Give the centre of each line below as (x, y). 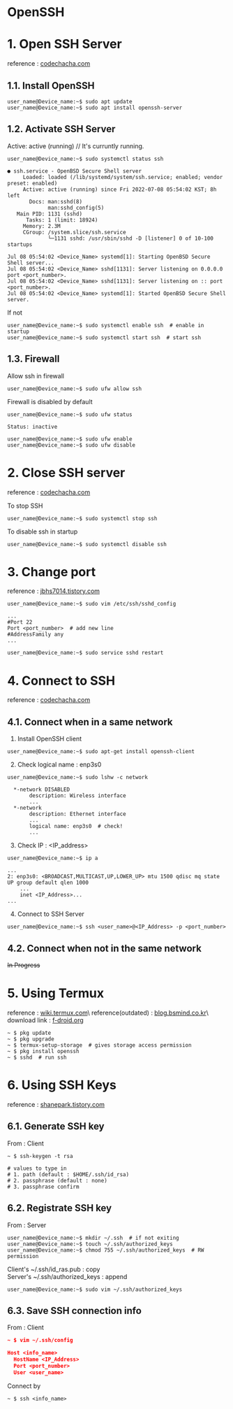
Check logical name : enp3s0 (59, 765)
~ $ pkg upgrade (31, 1039)
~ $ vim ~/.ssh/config (40, 1340)
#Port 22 (20, 622)
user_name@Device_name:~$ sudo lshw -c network (78, 778)
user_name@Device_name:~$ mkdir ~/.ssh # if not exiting (93, 1238)
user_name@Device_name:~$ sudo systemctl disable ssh (87, 544)
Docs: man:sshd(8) (55, 201)
